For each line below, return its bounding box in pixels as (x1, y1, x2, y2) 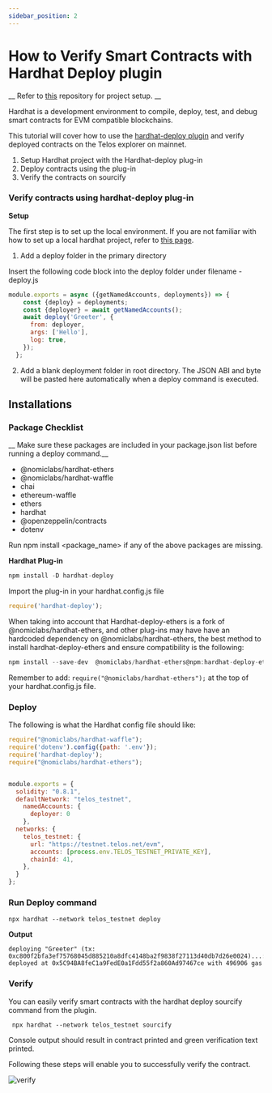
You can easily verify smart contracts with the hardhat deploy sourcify (8, 997, 243, 1006)
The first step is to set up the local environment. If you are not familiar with (8, 226, 257, 236)
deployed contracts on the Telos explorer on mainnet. (8, 139, 187, 149)
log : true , (29, 336, 67, 344)
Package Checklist (8, 422, 83, 433)
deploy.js (8, 274, 39, 284)
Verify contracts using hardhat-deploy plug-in (8, 192, 194, 203)
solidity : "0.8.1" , (15, 787, 82, 796)
